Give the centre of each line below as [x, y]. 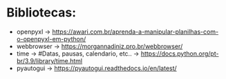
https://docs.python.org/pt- [180, 54]
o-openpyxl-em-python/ [51, 38]
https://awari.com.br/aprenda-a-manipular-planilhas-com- [135, 32]
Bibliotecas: [41, 13]
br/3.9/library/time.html [49, 60]
